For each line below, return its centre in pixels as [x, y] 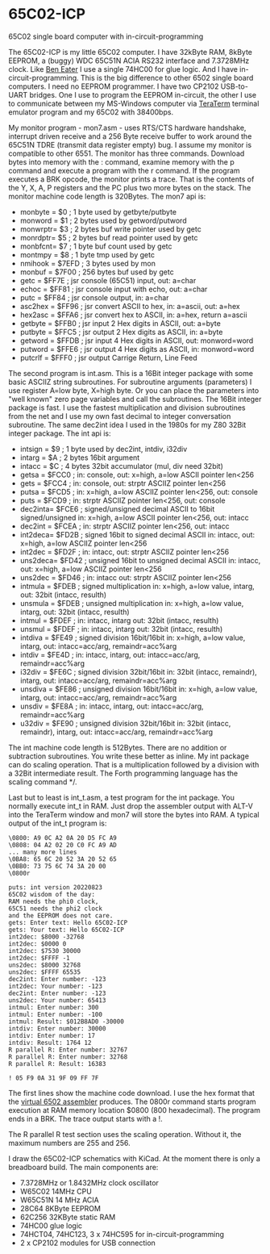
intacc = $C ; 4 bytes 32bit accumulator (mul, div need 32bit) [122, 466]
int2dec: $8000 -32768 [46, 937]
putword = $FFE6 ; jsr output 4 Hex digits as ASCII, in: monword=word [137, 349]
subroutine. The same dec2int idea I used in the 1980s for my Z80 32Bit [127, 424]
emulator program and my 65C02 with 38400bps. [91, 112]
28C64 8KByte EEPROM [60, 1208]
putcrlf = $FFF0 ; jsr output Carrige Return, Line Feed [108, 357]
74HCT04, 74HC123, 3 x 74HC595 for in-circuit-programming [122, 1234]
